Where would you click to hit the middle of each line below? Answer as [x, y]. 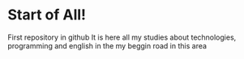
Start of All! [47, 15]
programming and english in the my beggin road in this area [107, 45]
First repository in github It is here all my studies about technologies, [122, 37]
